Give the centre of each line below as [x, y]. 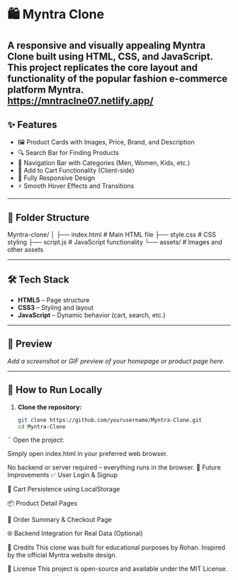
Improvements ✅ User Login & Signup [63, 475]
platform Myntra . [45, 90]
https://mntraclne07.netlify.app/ [80, 101]
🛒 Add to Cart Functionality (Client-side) [76, 171]
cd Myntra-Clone [41, 426]
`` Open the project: [36, 440]
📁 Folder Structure [49, 217]
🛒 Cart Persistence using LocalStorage [64, 489]
